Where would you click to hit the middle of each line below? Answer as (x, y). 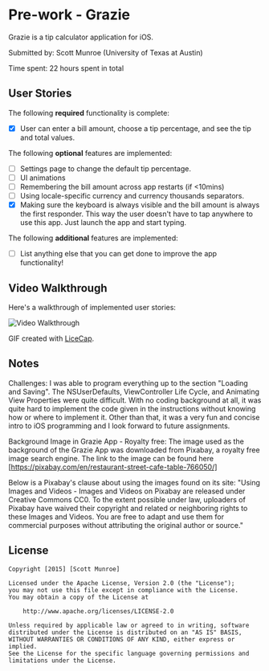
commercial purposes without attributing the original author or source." (126, 525)
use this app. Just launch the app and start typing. (103, 223)
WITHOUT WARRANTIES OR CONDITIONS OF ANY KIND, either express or (122, 639)
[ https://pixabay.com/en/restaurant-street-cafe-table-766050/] (113, 467)
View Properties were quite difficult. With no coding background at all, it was (135, 400)
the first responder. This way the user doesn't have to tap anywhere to (136, 214)
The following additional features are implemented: (93, 238)
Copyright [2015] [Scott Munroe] (64, 569)
